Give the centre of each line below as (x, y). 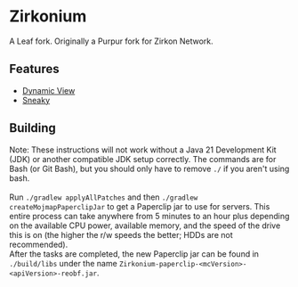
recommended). (39, 244)
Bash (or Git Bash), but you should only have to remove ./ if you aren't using (149, 168)
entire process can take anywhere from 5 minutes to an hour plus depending (149, 216)
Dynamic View (48, 90)
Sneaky (36, 100)
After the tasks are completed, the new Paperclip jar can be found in (134, 254)
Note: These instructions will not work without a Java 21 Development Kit (143, 150)
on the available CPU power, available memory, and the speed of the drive (145, 225)
